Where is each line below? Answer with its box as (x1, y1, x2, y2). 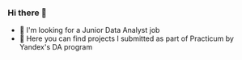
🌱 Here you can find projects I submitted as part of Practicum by (19, 34, 234, 43)
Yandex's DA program (19, 42, 93, 52)
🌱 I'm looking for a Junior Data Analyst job (19, 26, 160, 35)
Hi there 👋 (7, 7, 48, 18)
